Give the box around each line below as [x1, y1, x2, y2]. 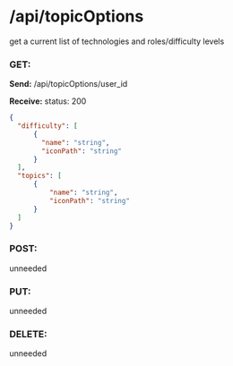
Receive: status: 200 [9, 96, 87, 106]
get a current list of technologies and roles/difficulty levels [9, 36, 225, 47]
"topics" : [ [17, 172, 63, 181]
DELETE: [9, 328, 47, 340]
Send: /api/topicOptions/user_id [9, 79, 128, 89]
